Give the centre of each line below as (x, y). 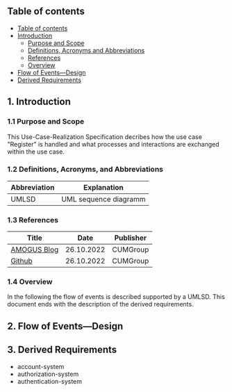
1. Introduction (39, 102)
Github (22, 261)
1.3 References (33, 220)
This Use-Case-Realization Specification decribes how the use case (105, 137)
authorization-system (48, 374)
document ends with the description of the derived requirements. (100, 304)
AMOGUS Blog (35, 250)
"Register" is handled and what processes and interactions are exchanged (114, 144)
